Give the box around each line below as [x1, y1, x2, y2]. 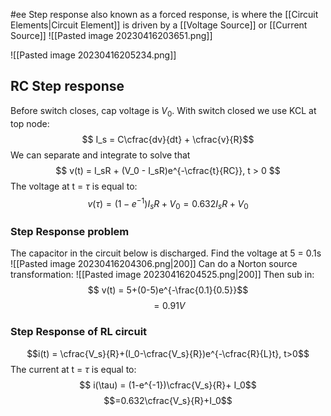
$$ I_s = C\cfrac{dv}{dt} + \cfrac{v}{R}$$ [81, 133, 255, 145]
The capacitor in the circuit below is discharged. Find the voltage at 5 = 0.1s [10, 247, 322, 259]
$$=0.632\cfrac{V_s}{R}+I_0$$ [103, 394, 233, 406]
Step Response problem [10, 224, 130, 238]
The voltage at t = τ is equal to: [10, 180, 138, 192]
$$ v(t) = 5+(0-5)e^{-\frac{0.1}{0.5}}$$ [87, 284, 249, 296]
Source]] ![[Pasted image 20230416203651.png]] [10, 30, 213, 41]
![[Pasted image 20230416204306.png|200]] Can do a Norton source [10, 258, 298, 270]
